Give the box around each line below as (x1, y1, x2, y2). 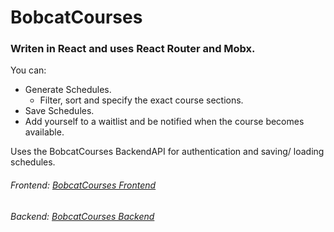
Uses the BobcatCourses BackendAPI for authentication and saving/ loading (10, 146, 325, 158)
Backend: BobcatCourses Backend (10, 210, 155, 222)
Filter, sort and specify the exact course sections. (39, 94, 244, 106)
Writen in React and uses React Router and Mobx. (10, 42, 256, 56)
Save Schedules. (24, 105, 95, 117)
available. (24, 126, 65, 138)
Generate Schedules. (24, 84, 112, 96)
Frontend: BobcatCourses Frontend (10, 179, 157, 191)
